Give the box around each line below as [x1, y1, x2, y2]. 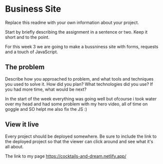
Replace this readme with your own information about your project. [5, 20, 139, 25]
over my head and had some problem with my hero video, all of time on [5, 101, 148, 107]
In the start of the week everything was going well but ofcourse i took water [5, 96, 157, 102]
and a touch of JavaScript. [5, 49, 58, 55]
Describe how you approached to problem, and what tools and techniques [5, 76, 154, 82]
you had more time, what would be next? [5, 86, 87, 92]
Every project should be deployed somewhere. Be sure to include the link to [5, 133, 157, 139]
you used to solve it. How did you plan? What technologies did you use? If [5, 81, 153, 87]
